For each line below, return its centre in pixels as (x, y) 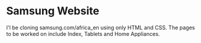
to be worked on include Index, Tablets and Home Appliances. (83, 33)
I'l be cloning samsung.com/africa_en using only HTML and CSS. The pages (101, 27)
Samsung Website (53, 11)
